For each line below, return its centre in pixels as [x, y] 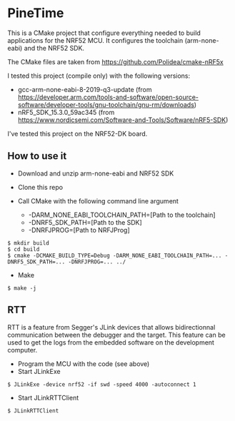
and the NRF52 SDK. [54, 48]
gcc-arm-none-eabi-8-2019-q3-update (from [85, 89]
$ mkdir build [29, 243]
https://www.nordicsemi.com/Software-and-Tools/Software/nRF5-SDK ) [123, 120]
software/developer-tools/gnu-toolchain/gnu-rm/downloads [106, 104]
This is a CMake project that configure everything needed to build [104, 33]
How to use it [37, 156]
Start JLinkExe [39, 371]
